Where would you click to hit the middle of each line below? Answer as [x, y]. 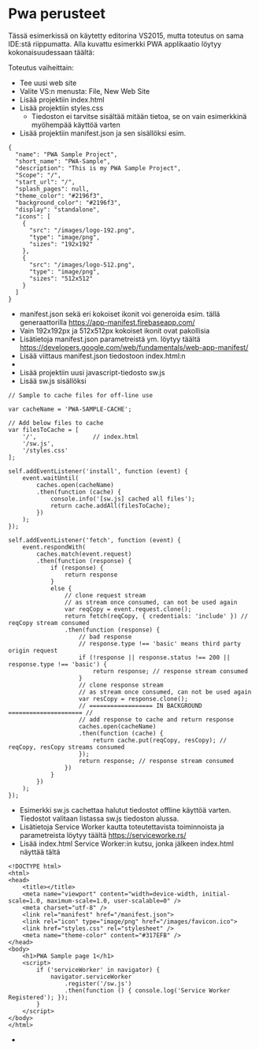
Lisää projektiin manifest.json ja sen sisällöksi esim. [103, 133]
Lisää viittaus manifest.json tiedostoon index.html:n [103, 356]
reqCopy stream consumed [49, 623]
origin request [33, 650]
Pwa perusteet [57, 14]
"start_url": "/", [46, 182]
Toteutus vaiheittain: [41, 67]
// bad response [105, 637]
